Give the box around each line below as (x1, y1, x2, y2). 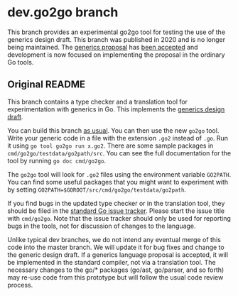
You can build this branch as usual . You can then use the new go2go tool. (7, 126, 220, 135)
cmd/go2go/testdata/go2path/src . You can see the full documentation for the (7, 148, 232, 157)
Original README (7, 79, 86, 91)
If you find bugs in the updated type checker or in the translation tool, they (7, 199, 225, 207)
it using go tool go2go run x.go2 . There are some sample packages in (7, 141, 214, 150)
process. (7, 280, 33, 289)
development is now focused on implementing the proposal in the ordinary (7, 50, 225, 59)
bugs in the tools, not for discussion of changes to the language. (7, 221, 197, 230)
